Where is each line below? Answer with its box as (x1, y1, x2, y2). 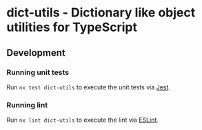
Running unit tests (6, 67, 70, 77)
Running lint (6, 100, 48, 109)
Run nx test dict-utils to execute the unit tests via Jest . (6, 83, 170, 91)
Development (6, 47, 66, 58)
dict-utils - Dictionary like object (6, 5, 196, 21)
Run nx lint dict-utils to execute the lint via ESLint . (6, 116, 159, 124)
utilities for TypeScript (6, 19, 137, 35)
